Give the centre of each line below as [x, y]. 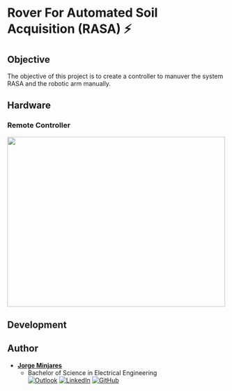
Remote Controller [39, 125]
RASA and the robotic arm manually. [59, 84]
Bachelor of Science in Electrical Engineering [92, 373]
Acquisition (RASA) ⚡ [70, 29]
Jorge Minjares [40, 365]
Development [37, 325]
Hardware [29, 106]
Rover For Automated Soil [83, 13]
